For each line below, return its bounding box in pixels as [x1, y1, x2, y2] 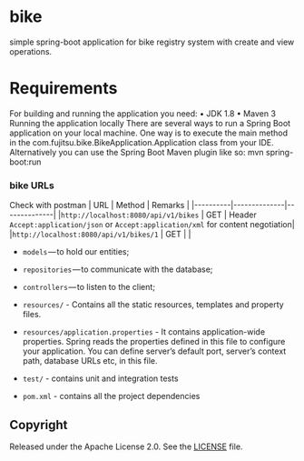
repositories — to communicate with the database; [22, 264, 213, 275]
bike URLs [9, 179, 54, 192]
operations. [9, 45, 53, 56]
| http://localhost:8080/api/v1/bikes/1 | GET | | [9, 229, 191, 240]
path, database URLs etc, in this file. [22, 356, 158, 366]
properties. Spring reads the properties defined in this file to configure [22, 336, 286, 347]
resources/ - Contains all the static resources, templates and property [22, 299, 284, 310]
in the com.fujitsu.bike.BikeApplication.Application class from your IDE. [9, 136, 274, 147]
